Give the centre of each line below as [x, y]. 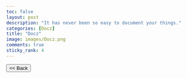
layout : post [23, 17]
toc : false [20, 12]
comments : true [25, 45]
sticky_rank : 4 [25, 51]
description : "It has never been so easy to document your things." [94, 23]
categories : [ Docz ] [31, 28]
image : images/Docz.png [36, 39]
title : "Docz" [24, 34]
